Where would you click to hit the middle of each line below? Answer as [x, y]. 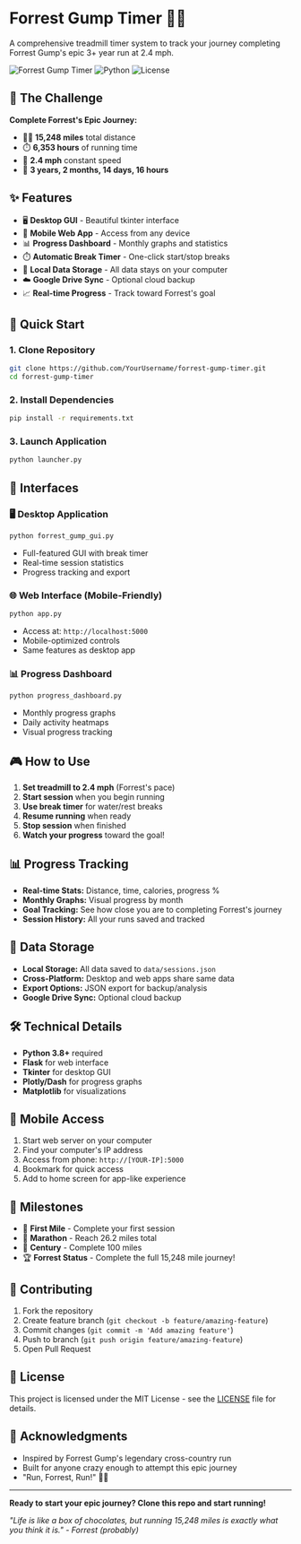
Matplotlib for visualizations [74, 1091]
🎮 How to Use [50, 761]
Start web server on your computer [87, 1141]
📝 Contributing [51, 1289]
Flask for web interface [65, 1063]
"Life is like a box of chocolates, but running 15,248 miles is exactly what [144, 1520]
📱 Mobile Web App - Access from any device [106, 233]
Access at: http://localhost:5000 [85, 631]
